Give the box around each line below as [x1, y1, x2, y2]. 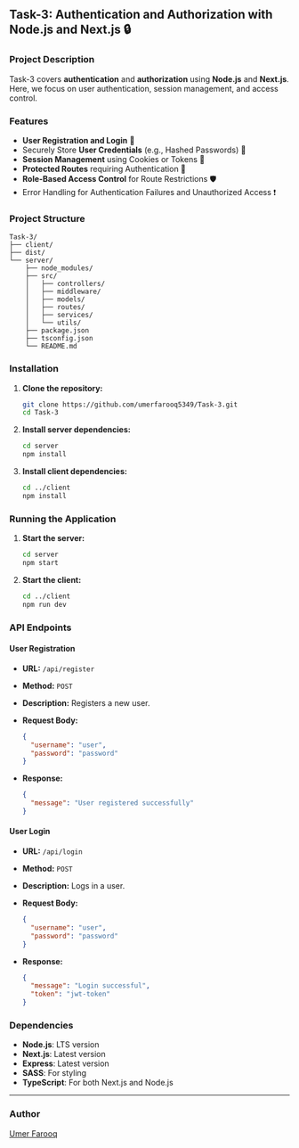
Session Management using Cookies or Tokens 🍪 [21, 153, 206, 164]
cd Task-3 [21, 408, 60, 417]
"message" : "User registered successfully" [30, 799, 194, 808]
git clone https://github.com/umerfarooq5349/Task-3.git [21, 400, 238, 409]
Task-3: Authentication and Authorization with [9, 7, 273, 22]
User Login [9, 826, 51, 837]
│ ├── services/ [25, 311, 93, 320]
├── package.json [25, 326, 90, 335]
